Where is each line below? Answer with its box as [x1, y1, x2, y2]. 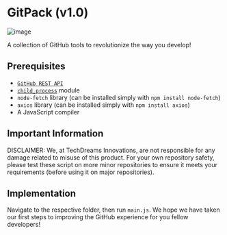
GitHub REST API [16, 80, 64, 87]
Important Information [7, 128, 104, 140]
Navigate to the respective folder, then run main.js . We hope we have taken [7, 206, 220, 214]
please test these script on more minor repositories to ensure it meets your [7, 160, 217, 169]
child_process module [16, 86, 80, 94]
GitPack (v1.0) [7, 5, 89, 21]
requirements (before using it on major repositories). [7, 168, 155, 176]
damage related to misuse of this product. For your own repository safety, [7, 153, 215, 162]
